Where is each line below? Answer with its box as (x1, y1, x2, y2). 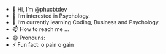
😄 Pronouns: (12, 34, 46, 41)
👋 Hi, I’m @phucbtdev (12, 6, 67, 13)
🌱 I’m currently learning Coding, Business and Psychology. (12, 19, 160, 25)
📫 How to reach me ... (12, 25, 69, 33)
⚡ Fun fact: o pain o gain (12, 41, 74, 48)
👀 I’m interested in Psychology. (12, 12, 91, 19)
